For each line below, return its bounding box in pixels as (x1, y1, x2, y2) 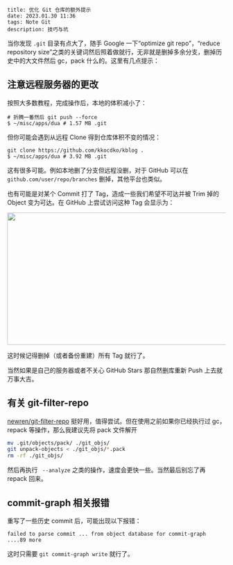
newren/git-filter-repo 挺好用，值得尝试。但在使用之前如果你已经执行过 (7, 417, 211, 425)
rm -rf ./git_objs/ (7, 452, 64, 459)
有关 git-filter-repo (7, 397, 89, 409)
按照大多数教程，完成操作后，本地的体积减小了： (7, 98, 147, 106)
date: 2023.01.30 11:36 (7, 13, 76, 19)
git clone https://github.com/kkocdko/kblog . (7, 147, 144, 154)
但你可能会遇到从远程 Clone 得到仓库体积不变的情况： (7, 133, 162, 141)
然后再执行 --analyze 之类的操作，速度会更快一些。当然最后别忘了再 (7, 465, 206, 475)
